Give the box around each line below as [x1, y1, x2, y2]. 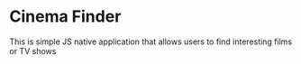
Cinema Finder [9, 6, 122, 27]
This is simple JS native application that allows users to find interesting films [9, 36, 293, 47]
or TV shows [9, 45, 57, 56]
